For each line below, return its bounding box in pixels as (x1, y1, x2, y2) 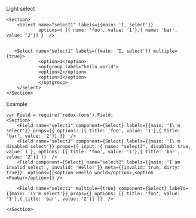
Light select (6, 5, 35, 12)
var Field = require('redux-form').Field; (6, 112, 114, 118)
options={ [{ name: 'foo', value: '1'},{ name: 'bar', (38, 27, 178, 33)
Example (6, 101, 28, 107)
